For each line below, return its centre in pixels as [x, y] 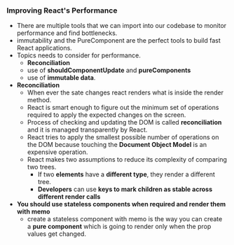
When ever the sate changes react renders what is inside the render [125, 92]
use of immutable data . [61, 78]
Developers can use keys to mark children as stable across [125, 189]
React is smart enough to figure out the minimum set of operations [123, 108]
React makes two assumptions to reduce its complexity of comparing [127, 160]
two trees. [42, 167]
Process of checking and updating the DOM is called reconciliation [124, 122]
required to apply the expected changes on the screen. [106, 115]
